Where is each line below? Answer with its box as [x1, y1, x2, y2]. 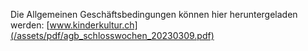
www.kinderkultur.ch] [49, 19, 138, 31]
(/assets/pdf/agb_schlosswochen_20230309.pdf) [10, 30, 215, 41]
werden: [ [10, 19, 50, 31]
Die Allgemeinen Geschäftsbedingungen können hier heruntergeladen [10, 9, 298, 20]
